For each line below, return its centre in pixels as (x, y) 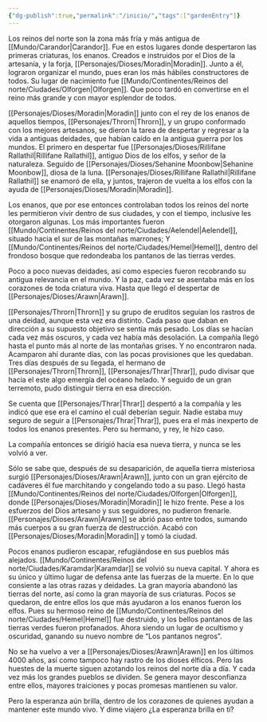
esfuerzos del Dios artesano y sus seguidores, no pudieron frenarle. (120, 510)
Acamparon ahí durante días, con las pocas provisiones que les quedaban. (131, 354)
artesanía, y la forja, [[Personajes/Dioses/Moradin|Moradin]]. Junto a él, (126, 64)
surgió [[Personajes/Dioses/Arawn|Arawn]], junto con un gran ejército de (128, 477)
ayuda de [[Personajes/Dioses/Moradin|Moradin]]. (91, 189)
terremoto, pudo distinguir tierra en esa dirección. (90, 388)
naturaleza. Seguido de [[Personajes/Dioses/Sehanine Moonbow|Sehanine (131, 163)
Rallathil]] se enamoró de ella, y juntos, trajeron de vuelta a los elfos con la (130, 181)
